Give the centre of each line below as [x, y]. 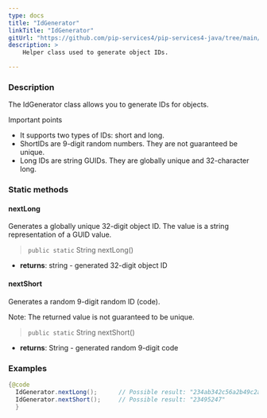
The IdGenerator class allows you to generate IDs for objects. [108, 105]
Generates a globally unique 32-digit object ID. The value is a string [118, 226]
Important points [35, 120]
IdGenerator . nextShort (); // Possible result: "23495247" [120, 399]
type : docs [26, 15]
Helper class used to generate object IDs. [96, 52]
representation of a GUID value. [60, 234]
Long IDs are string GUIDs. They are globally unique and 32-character [134, 161]
